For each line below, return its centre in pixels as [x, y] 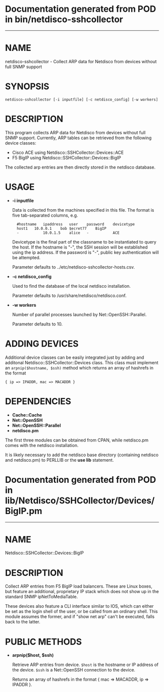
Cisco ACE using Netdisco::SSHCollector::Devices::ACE [68, 152]
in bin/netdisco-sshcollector [64, 19]
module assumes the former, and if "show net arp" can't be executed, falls [80, 617]
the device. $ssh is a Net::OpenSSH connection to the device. [74, 670]
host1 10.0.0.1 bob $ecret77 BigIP [61, 228]
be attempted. [26, 257]
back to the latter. [23, 622]
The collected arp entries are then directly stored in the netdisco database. [80, 167]
